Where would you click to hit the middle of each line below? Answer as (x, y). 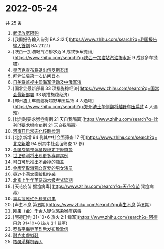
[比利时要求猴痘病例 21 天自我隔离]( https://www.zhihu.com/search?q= (83, 119)
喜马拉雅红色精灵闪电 (34, 199)
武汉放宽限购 (25, 33)
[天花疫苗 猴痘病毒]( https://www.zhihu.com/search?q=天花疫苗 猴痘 (81, 186)
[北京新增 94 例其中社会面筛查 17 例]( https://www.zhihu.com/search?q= (85, 137)
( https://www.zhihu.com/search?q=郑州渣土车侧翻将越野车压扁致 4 (80, 106)
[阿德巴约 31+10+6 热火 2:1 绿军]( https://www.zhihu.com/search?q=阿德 (85, 217)
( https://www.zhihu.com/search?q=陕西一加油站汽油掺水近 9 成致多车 (83, 57)
